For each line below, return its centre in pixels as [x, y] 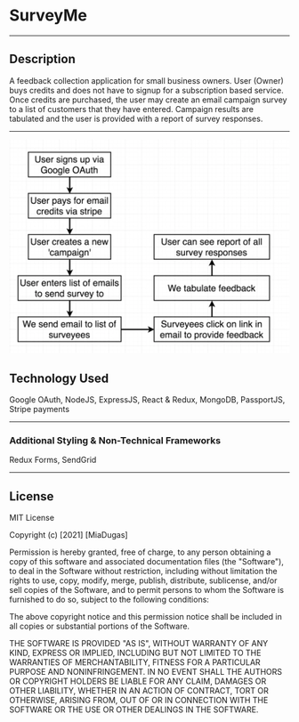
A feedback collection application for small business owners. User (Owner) [147, 80]
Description [42, 59]
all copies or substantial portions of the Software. [99, 626]
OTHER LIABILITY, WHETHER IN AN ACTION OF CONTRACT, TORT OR [139, 691]
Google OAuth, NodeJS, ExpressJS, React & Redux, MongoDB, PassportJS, [147, 399]
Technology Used [59, 378]
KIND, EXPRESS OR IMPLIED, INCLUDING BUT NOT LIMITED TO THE [135, 653]
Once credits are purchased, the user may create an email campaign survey [148, 100]
